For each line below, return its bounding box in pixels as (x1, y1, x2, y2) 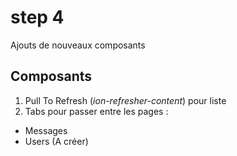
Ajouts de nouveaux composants (10, 39, 146, 51)
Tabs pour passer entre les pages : (24, 105, 169, 117)
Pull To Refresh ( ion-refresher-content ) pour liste (24, 94, 227, 106)
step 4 (10, 6, 65, 29)
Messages (24, 124, 68, 136)
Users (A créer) (24, 135, 89, 147)
